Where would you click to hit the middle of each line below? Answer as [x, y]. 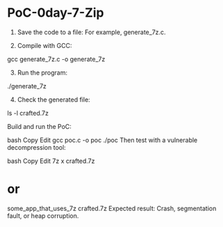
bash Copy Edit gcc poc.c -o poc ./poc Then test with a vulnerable [102, 140]
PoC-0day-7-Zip [56, 13]
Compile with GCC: [44, 45]
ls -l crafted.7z [28, 113]
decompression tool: [36, 147]
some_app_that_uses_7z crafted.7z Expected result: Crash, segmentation [112, 208]
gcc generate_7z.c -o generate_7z [56, 59]
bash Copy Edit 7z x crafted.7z [51, 161]
